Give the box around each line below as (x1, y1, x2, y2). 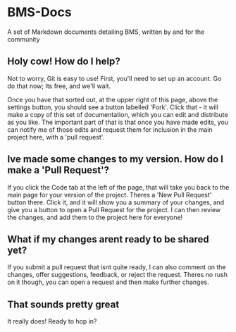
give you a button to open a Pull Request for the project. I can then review (7, 205, 221, 214)
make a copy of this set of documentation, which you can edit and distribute (7, 110, 228, 118)
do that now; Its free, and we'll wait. (7, 82, 111, 90)
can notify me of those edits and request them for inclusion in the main (7, 125, 213, 134)
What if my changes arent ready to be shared (7, 233, 209, 245)
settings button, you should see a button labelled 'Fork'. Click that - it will (7, 103, 218, 111)
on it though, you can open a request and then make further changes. (7, 278, 209, 286)
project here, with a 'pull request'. (7, 133, 105, 141)
